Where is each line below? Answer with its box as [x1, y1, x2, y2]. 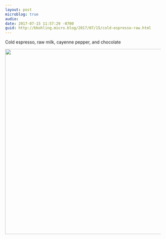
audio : [5, 16, 19, 21]
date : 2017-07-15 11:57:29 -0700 [5, 21, 74, 26]
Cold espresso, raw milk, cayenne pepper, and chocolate [5, 39, 121, 45]
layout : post [5, 7, 32, 12]
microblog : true [5, 12, 39, 17]
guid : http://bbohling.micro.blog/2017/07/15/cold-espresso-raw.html [5, 26, 152, 31]
